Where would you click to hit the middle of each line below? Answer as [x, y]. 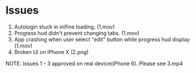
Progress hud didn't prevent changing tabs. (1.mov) [77, 33]
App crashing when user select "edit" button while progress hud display [102, 39]
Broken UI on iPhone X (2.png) [51, 52]
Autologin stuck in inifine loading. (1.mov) [64, 27]
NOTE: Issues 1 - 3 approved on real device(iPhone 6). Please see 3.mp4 [94, 64]
